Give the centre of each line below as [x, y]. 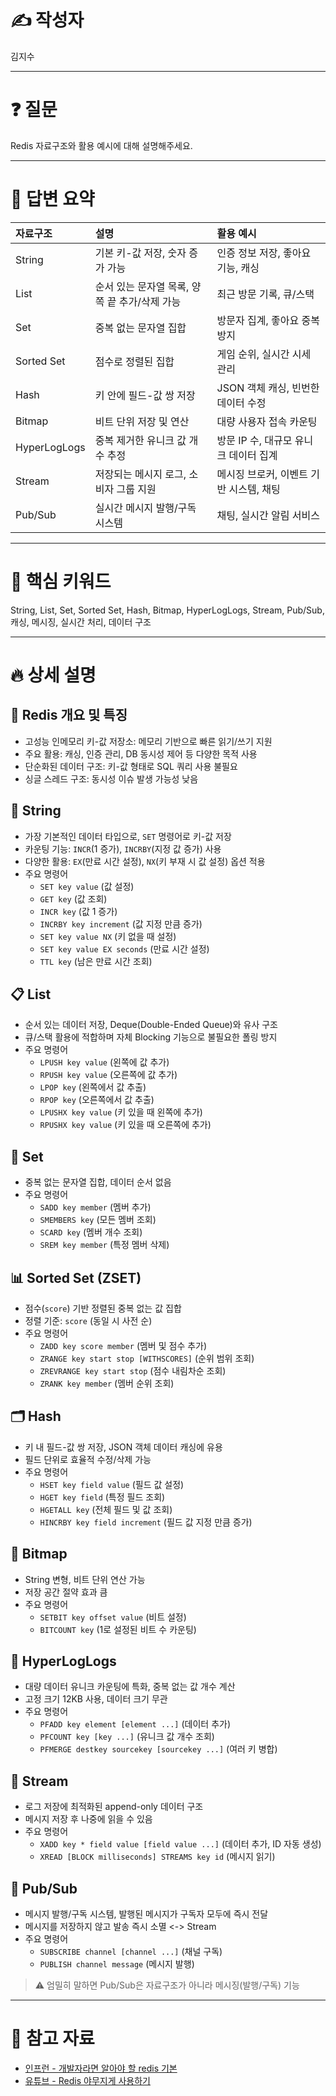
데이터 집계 [253, 455]
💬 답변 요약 [52, 199]
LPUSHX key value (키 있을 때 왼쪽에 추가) [121, 1112]
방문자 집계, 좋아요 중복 [268, 320]
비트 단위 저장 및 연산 [142, 421]
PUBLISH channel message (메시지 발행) [117, 1964]
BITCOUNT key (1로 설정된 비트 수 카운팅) [118, 1629]
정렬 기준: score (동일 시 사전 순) [88, 1320]
